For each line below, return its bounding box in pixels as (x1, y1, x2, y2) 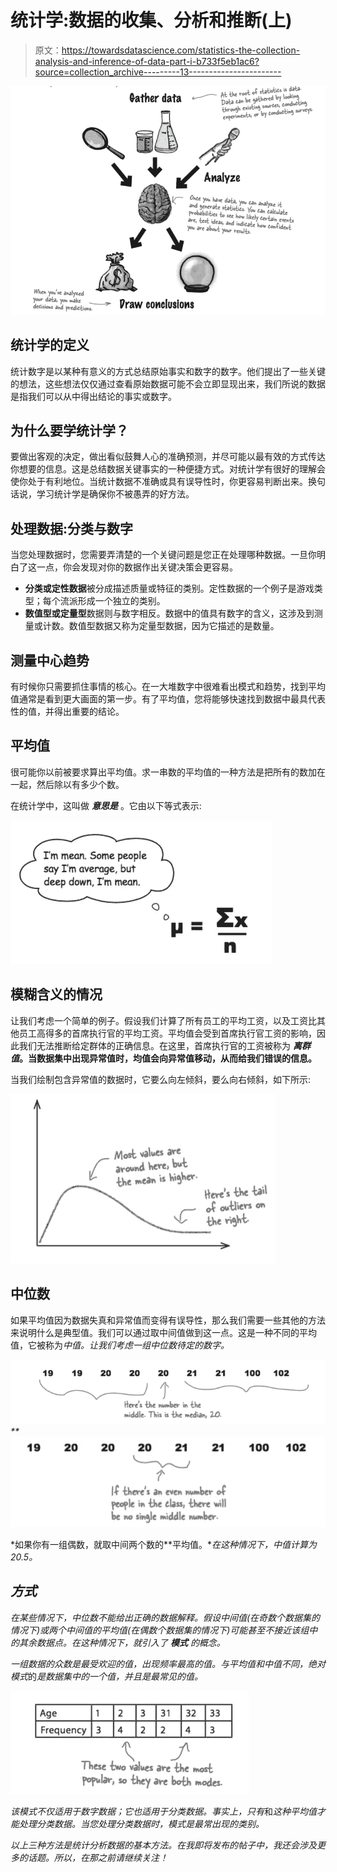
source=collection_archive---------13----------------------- (34, 66, 282, 78)
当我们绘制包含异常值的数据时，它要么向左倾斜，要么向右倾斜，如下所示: (10, 1073, 312, 1085)
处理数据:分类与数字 (10, 520, 134, 537)
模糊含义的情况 (10, 986, 103, 1003)
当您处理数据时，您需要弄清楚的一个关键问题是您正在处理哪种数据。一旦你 (10, 549, 317, 561)
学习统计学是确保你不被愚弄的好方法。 (36, 488, 195, 500)
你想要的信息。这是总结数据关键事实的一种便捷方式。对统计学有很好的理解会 (10, 463, 326, 475)
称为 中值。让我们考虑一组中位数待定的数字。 (44, 1339, 230, 1351)
